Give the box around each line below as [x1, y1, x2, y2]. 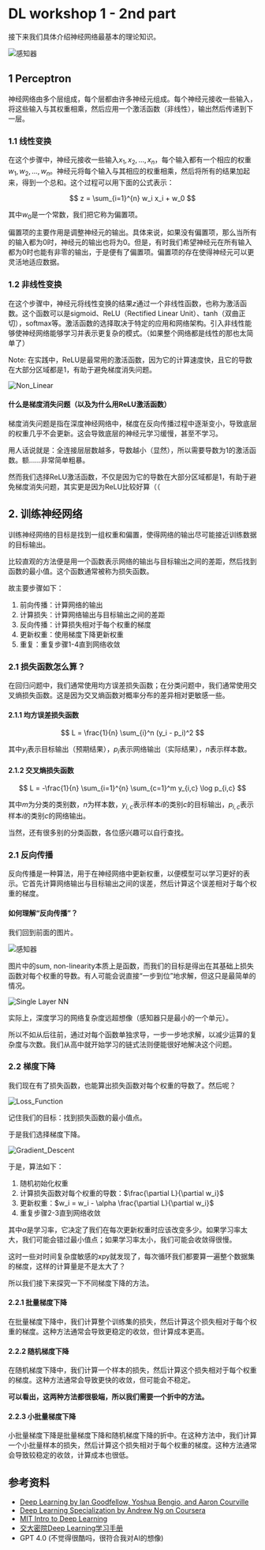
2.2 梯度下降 [8, 1061, 56, 1072]
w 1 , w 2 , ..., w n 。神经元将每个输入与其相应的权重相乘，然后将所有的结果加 [8, 166, 244, 178]
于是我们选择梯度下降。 [8, 1130, 84, 1139]
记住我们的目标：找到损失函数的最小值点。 [8, 1112, 147, 1122]
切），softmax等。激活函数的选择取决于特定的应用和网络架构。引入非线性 [8, 318, 245, 328]
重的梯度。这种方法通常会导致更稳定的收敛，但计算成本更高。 [8, 1327, 209, 1337]
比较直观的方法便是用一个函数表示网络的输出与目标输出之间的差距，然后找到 [8, 556, 257, 566]
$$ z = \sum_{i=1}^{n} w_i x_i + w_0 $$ [69, 193, 196, 202]
